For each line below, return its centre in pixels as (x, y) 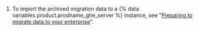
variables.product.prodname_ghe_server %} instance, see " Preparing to (102, 15)
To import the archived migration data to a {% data (75, 9)
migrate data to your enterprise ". (53, 22)
